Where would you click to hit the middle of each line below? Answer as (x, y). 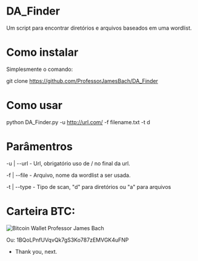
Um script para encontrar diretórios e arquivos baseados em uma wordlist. (99, 28)
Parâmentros (39, 147)
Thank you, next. (36, 251)
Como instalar (42, 52)
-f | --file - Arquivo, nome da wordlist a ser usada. (69, 175)
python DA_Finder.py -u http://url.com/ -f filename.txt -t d (78, 122)
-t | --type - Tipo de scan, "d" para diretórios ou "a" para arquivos (89, 187)
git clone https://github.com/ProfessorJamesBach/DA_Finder (82, 81)
